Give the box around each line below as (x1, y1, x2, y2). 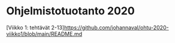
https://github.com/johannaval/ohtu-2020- (64, 24, 169, 31)
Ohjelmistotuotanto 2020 (6, 4, 135, 18)
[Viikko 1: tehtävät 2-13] (6, 24, 65, 31)
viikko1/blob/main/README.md (6, 30, 83, 37)
